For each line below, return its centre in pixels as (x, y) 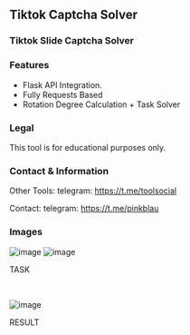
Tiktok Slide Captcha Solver (71, 41)
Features (29, 65)
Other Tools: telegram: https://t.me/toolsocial (93, 191)
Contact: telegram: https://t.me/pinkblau (84, 209)
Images (26, 232)
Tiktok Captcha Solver (74, 15)
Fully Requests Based (62, 94)
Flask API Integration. (62, 84)
